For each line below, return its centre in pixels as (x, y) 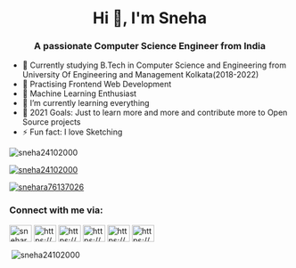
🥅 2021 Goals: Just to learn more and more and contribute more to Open (155, 113)
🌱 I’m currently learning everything (86, 103)
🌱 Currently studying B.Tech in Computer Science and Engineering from (154, 65)
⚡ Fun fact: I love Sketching (72, 132)
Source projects (51, 122)
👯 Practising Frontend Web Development (97, 85)
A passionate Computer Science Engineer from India (150, 46)
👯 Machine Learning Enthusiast (79, 93)
